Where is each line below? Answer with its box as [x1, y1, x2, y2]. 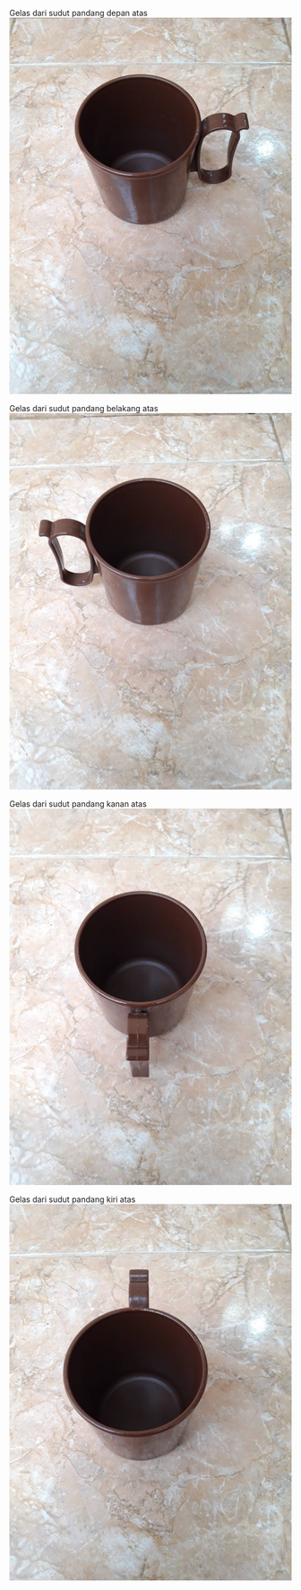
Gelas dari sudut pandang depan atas [9, 8, 148, 18]
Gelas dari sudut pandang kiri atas [9, 1194, 136, 1205]
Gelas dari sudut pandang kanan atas [9, 799, 148, 809]
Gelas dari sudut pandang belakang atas [9, 403, 159, 413]
